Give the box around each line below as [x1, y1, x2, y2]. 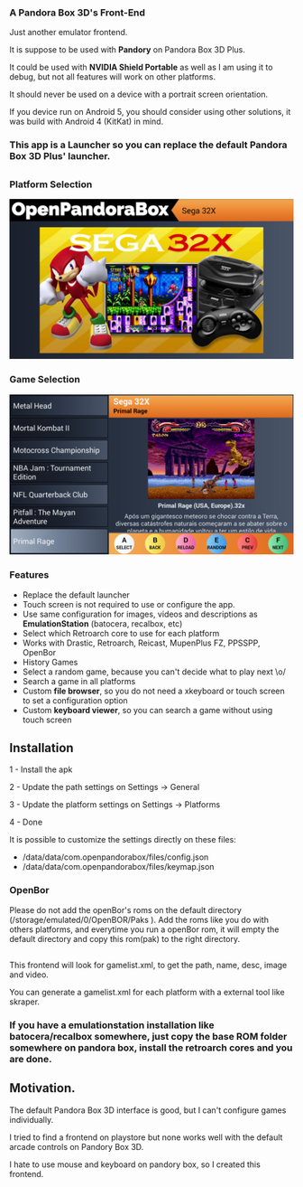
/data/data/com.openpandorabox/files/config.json [22, 852, 209, 862]
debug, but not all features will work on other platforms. [9, 71, 216, 82]
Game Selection [9, 373, 81, 386]
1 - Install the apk [9, 764, 73, 775]
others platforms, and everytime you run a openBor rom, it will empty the [9, 924, 280, 935]
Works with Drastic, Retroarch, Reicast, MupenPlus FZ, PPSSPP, [22, 637, 261, 648]
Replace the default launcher [22, 589, 131, 600]
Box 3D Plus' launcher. [9, 150, 111, 163]
